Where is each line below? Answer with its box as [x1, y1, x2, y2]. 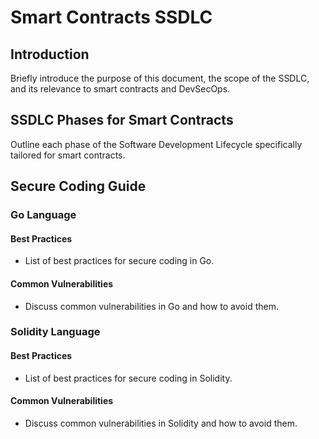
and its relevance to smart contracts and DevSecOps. [10, 83, 231, 95]
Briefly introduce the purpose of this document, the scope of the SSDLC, [10, 72, 310, 84]
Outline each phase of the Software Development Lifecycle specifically [10, 138, 303, 150]
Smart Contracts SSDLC [10, 6, 213, 29]
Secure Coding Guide [10, 178, 147, 195]
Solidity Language [10, 325, 101, 339]
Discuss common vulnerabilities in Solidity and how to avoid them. [24, 417, 298, 429]
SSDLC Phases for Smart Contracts [10, 112, 234, 129]
